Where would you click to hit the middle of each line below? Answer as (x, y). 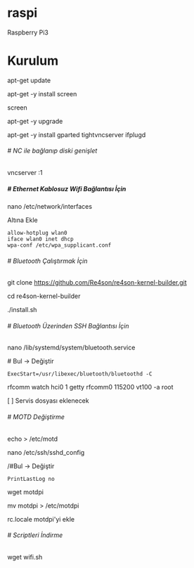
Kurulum (33, 61)
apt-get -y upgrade (35, 121)
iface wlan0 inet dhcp (40, 239)
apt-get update (29, 80)
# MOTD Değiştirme (36, 417)
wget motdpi (26, 492)
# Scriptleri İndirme (35, 535)
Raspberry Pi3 (28, 32)
